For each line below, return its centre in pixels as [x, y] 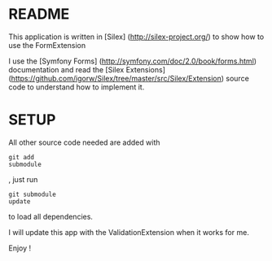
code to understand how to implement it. [77, 87]
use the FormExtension [47, 45]
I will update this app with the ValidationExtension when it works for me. [129, 232]
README [39, 14]
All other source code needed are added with [84, 142]
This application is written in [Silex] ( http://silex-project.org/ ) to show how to [136, 37]
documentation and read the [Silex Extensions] [87, 69]
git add [22, 157]
